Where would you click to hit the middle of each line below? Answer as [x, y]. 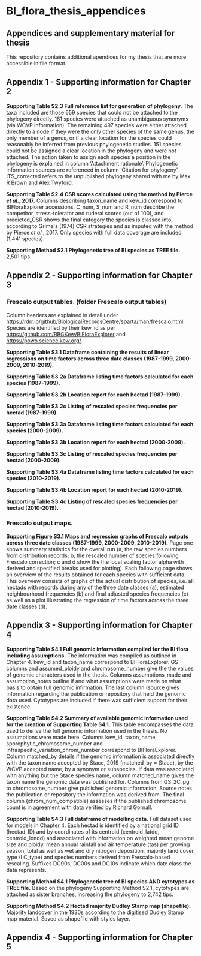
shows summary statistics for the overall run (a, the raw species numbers [97, 549]
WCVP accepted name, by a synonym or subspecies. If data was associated [100, 769]
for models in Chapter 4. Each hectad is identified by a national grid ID [93, 825]
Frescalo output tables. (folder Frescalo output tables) [86, 302]
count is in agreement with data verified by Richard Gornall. [79, 807]
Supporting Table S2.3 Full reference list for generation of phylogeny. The [100, 106]
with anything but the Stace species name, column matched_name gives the [100, 775]
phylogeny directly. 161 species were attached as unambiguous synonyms [98, 119]
